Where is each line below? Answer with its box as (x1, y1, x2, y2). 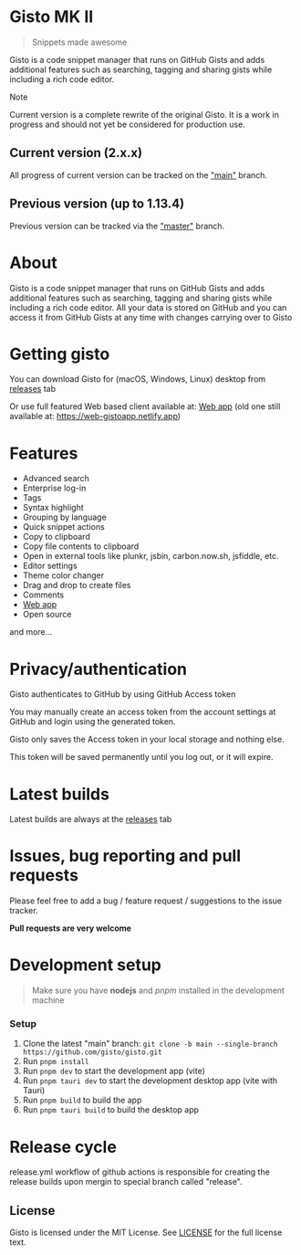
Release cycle (9, 1136, 117, 1157)
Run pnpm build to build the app (22, 1094, 142, 1106)
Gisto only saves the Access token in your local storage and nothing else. (9, 733, 285, 745)
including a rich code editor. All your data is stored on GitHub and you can (9, 301, 287, 312)
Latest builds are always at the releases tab (9, 814, 172, 825)
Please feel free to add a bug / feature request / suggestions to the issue (9, 895, 283, 906)
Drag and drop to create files (22, 580, 131, 591)
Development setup (9, 954, 162, 976)
